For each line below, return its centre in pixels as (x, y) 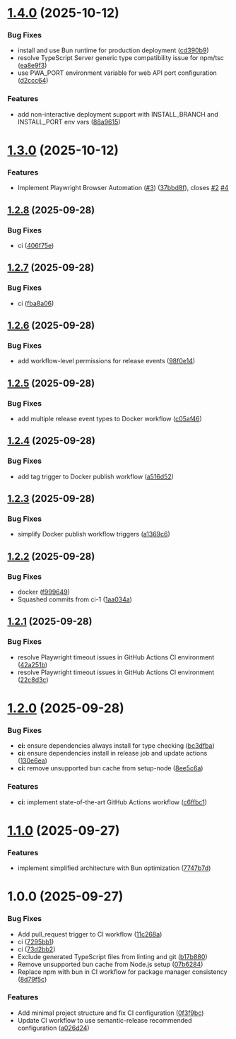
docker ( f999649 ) (44, 592)
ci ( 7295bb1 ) (36, 941)
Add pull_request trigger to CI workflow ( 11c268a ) (90, 934)
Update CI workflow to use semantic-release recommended (105, 1020)
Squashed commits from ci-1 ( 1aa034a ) (75, 599)
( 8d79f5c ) (32, 979)
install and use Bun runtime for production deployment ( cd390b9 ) (113, 50)
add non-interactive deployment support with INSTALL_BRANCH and (118, 114)
